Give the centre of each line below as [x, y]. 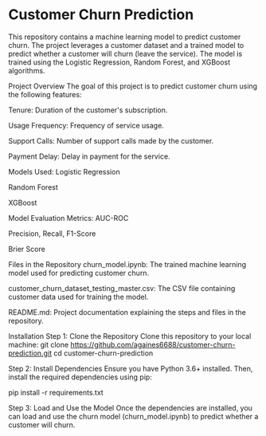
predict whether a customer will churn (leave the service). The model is [125, 53]
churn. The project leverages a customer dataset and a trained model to [126, 45]
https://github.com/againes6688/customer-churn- [153, 344]
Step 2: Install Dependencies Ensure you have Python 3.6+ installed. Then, [131, 368]
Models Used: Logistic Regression [65, 171]
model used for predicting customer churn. [79, 273]
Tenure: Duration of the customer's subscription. [88, 110]
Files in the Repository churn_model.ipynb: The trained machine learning [127, 264]
